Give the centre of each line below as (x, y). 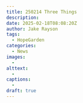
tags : (13, 35)
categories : (21, 46)
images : (16, 57)
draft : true (21, 91)
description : (23, 18)
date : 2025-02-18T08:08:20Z (42, 23)
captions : (19, 79)
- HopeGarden (28, 40)
